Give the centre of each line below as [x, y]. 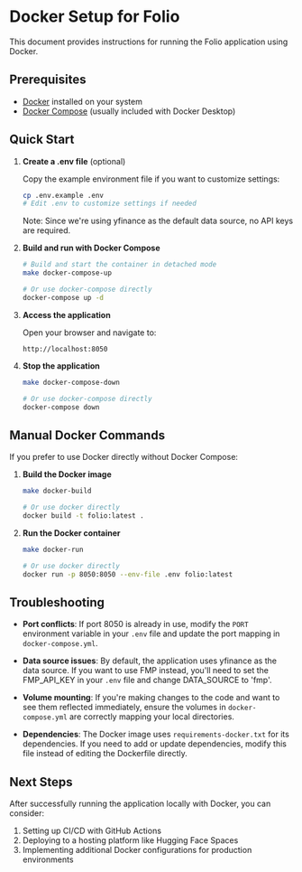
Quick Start [42, 140]
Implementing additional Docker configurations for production [137, 850]
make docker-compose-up [67, 273]
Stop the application [61, 366]
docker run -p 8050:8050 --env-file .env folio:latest [128, 574]
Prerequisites [48, 80]
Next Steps [41, 782]
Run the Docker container [71, 533]
